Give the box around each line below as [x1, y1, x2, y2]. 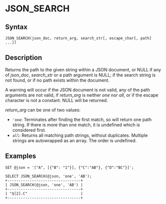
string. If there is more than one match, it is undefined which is [12, 122, 140, 128]
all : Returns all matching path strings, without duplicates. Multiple [12, 132, 148, 138]
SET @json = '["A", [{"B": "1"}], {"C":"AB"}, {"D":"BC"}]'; [5, 165, 134, 170]
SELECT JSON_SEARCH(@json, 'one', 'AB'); [5, 174, 92, 179]
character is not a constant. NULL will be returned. [5, 97, 108, 103]
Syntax [5, 23, 28, 31]
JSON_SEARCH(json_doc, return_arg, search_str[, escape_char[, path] [5, 36, 152, 41]
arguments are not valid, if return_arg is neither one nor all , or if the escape [5, 92, 159, 98]
